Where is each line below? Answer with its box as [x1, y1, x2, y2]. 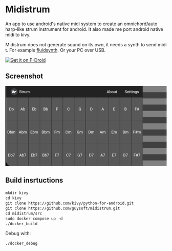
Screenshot [5, 72, 44, 81]
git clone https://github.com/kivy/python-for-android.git [5, 201, 134, 206]
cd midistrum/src [5, 211, 42, 216]
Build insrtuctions [5, 176, 63, 185]
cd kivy [5, 195, 22, 201]
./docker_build [5, 221, 38, 226]
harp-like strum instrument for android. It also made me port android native [5, 26, 163, 32]
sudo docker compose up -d [5, 216, 63, 221]
